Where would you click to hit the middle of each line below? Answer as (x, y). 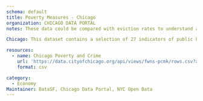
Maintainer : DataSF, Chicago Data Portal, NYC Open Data (79, 89)
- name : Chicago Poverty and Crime (56, 56)
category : (19, 78)
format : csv (32, 67)
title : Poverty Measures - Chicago (51, 17)
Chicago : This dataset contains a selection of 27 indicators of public (100, 40)
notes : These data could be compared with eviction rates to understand (100, 29)
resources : (20, 50)
